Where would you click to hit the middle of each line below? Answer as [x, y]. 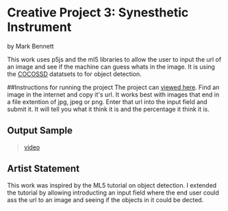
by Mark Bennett [30, 46]
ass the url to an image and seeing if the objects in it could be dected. [105, 199]
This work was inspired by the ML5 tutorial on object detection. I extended [112, 185]
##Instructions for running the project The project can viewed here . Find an [113, 87]
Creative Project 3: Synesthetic [98, 13]
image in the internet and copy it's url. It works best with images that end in [113, 95]
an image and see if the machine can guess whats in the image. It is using [111, 66]
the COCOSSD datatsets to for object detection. [74, 74]
